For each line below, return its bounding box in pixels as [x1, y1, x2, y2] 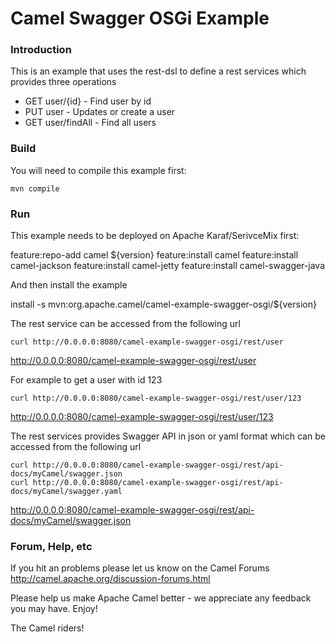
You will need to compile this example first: [10, 164, 187, 176]
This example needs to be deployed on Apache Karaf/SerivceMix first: [10, 230, 300, 242]
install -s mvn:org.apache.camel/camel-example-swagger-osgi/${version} [10, 298, 317, 311]
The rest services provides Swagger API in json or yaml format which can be [10, 430, 326, 442]
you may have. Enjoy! [10, 603, 98, 615]
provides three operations [10, 76, 117, 88]
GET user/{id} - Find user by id [24, 95, 152, 107]
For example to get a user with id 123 [10, 374, 163, 386]
